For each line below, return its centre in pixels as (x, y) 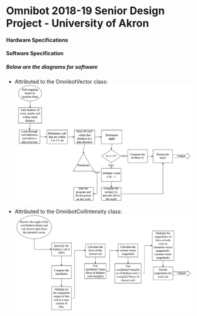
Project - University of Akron (78, 23)
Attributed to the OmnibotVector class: (61, 82)
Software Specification (35, 54)
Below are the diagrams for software (52, 66)
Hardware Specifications (37, 40)
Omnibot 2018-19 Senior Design (86, 11)
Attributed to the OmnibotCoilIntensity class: (68, 211)
